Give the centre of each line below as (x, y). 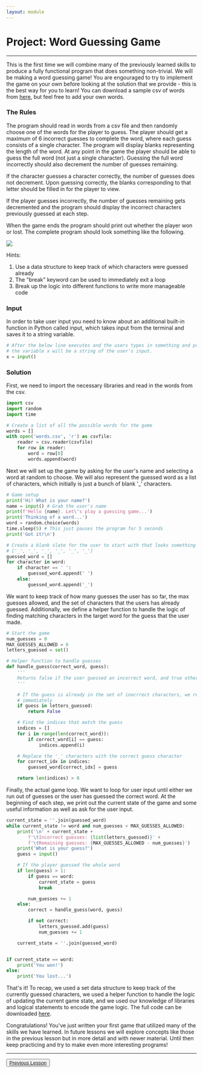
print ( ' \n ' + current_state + (55, 831)
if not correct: (48, 921)
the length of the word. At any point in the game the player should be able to (101, 151)
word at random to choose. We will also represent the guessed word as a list (101, 477)
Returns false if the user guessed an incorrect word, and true (100, 678)
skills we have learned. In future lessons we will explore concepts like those (100, 1032)
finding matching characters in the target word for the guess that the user (98, 615)
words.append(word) (53, 459)
